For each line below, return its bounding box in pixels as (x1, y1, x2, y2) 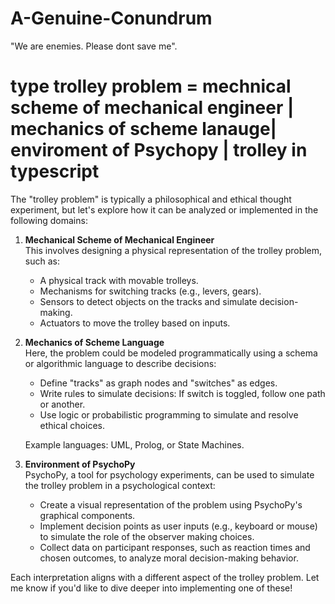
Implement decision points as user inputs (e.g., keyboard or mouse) (39, 520, 318, 532)
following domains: (10, 214, 88, 226)
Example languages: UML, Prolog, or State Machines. (24, 438, 245, 451)
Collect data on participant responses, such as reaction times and (39, 541, 311, 553)
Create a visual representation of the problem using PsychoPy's (39, 498, 303, 511)
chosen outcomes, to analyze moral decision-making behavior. (39, 552, 299, 564)
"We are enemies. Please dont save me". (10, 40, 178, 52)
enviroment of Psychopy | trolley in (10, 139, 308, 162)
